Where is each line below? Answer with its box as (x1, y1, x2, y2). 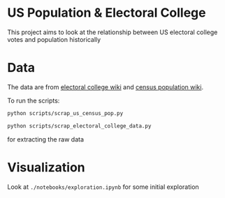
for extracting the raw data (7, 135, 85, 144)
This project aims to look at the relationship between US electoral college (7, 28, 218, 36)
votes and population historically (7, 35, 101, 43)
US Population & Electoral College (7, 5, 206, 21)
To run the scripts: (7, 96, 60, 105)
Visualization (7, 159, 85, 175)
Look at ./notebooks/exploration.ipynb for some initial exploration (7, 183, 199, 191)
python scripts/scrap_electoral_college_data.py (7, 122, 152, 130)
